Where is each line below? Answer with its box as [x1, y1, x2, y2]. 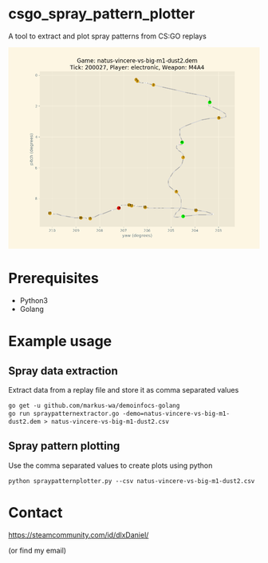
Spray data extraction [8, 364, 118, 377]
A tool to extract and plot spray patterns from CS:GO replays [8, 31, 207, 41]
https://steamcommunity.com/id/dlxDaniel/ [8, 529, 149, 540]
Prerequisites [8, 270, 100, 288]
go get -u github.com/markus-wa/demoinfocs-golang [8, 401, 180, 410]
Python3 [19, 296, 48, 305]
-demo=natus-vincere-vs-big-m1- [122, 409, 230, 418]
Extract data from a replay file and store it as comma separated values [8, 385, 239, 395]
